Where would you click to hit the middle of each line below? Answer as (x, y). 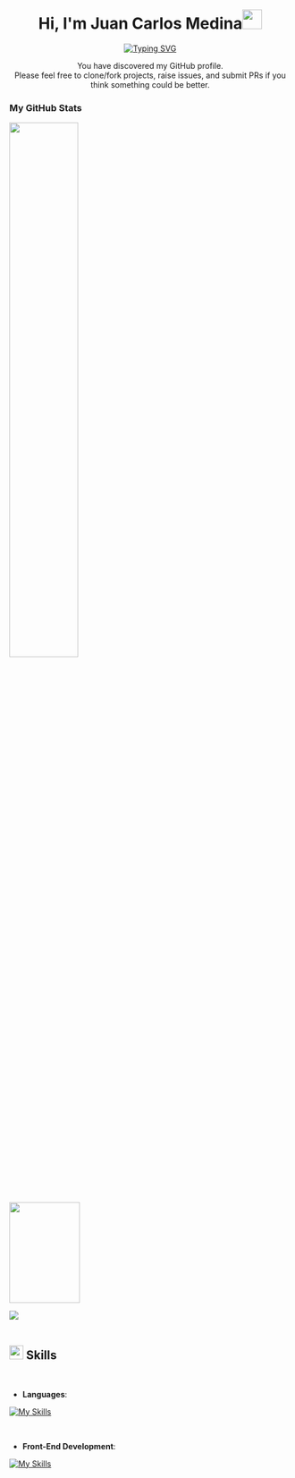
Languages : (45, 1394)
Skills (41, 1355)
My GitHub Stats (46, 107)
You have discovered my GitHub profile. (150, 65)
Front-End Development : (69, 1446)
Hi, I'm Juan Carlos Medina (141, 24)
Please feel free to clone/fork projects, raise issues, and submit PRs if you (150, 75)
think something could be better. (150, 84)
